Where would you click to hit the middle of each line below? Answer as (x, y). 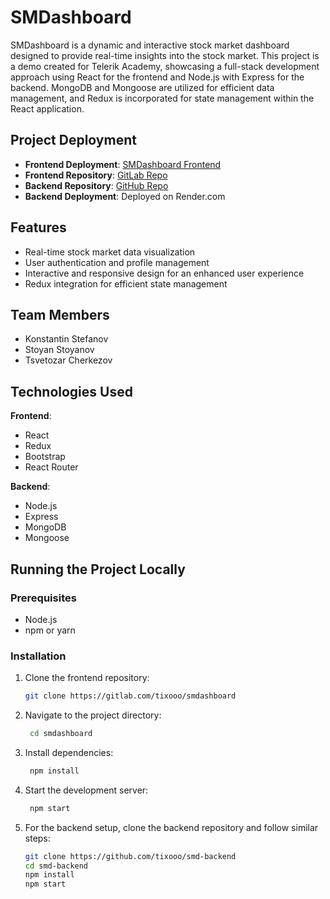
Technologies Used (71, 391)
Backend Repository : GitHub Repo (96, 185)
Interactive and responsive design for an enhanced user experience (164, 273)
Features (38, 227)
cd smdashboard (61, 734)
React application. (47, 108)
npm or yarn (50, 630)
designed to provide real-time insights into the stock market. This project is (165, 55)
